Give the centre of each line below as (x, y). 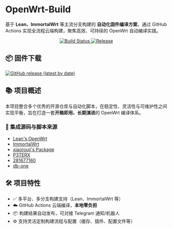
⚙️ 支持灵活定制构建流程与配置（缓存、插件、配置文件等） (74, 221)
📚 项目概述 (23, 91)
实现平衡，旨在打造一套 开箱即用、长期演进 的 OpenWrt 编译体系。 (74, 112)
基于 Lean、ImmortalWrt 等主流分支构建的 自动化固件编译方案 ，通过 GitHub (86, 24)
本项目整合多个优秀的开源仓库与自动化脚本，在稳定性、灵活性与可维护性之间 (86, 106)
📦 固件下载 (24, 58)
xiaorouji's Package (34, 149)
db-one (21, 165)
